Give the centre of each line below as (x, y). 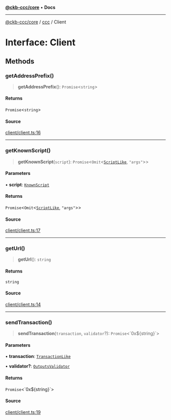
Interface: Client (40, 42)
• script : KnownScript (27, 185)
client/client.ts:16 (23, 133)
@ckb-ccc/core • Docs (31, 7)
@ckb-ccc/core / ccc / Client (36, 22)
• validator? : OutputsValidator (38, 366)
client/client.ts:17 (23, 230)
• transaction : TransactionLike (38, 356)
